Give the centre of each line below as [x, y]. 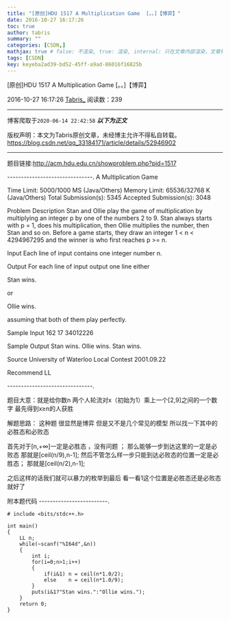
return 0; [34, 604]
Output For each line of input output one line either [78, 266]
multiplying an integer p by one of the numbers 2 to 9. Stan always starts [110, 218]
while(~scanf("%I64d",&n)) [58, 544]
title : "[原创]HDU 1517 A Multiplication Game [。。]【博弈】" [94, 13]
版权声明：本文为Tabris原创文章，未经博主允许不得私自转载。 [94, 135]
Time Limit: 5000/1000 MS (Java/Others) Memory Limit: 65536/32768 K [109, 190]
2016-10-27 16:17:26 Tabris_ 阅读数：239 [65, 99]
